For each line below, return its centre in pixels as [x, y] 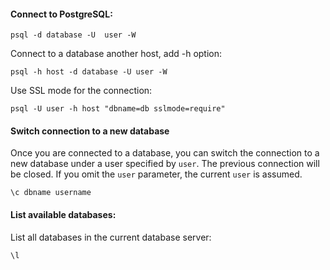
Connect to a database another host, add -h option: [116, 54]
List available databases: [63, 214]
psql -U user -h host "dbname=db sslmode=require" [118, 109]
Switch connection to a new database [90, 131]
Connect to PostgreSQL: [61, 14]
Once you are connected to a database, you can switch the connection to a [165, 153]
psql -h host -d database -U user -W [89, 72]
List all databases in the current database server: [111, 237]
